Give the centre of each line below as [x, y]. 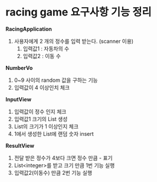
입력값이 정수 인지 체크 [40, 111]
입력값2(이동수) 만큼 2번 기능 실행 [53, 173]
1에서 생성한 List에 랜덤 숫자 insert [54, 133]
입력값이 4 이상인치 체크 [42, 87]
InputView [19, 99]
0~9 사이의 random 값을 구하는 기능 [56, 80]
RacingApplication [29, 29]
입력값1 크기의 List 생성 [41, 119]
